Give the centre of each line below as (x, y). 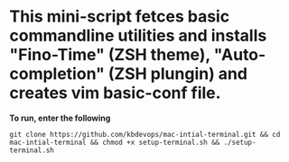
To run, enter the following (60, 118)
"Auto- (240, 55)
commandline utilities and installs (138, 36)
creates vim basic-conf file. (115, 93)
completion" (57, 74)
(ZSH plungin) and (178, 74)
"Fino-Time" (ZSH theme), (110, 55)
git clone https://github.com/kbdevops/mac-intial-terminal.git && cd (145, 134)
